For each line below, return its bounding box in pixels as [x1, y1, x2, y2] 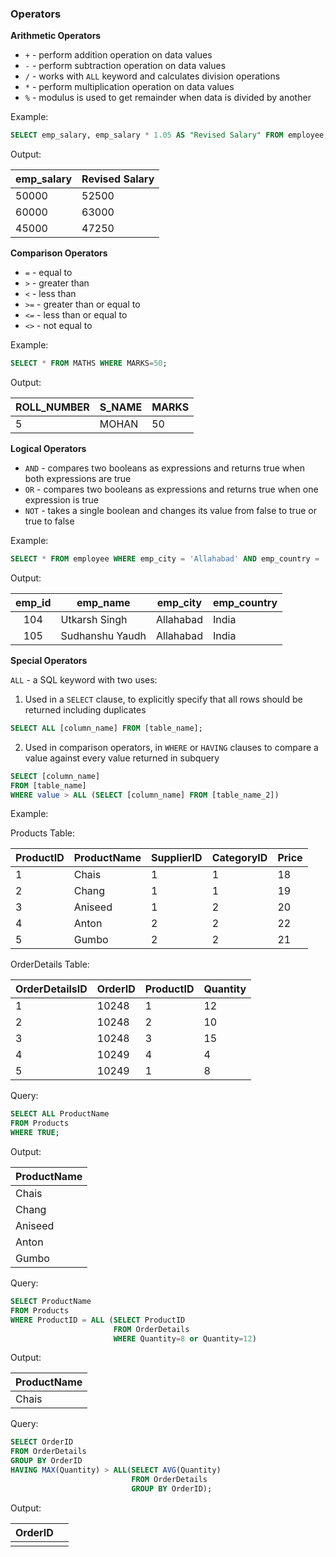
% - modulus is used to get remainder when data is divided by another [24, 92, 312, 104]
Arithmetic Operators [10, 30, 102, 42]
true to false [24, 515, 75, 527]
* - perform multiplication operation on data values [24, 81, 235, 93]
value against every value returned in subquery [24, 752, 220, 764]
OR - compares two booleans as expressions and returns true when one [24, 483, 319, 496]
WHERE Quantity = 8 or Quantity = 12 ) [113, 1333, 257, 1344]
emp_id [15, 595, 52, 609]
